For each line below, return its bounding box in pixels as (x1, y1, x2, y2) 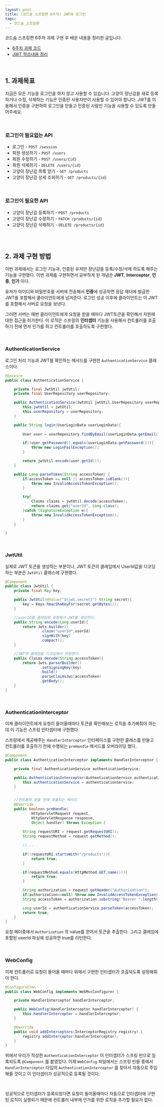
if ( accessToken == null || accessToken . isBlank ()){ (22, 476, 130, 481)
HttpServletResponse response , (31, 816, 95, 820)
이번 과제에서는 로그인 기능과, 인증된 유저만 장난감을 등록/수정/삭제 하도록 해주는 (5, 266, 158, 272)
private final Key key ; (14, 588, 62, 593)
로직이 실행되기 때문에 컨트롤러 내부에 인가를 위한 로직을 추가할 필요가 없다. (10, 1097, 154, 1103)
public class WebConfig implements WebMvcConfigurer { (5, 989, 119, 994)
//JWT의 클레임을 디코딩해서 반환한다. (14, 651, 81, 656)
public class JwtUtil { (5, 584, 54, 589)
